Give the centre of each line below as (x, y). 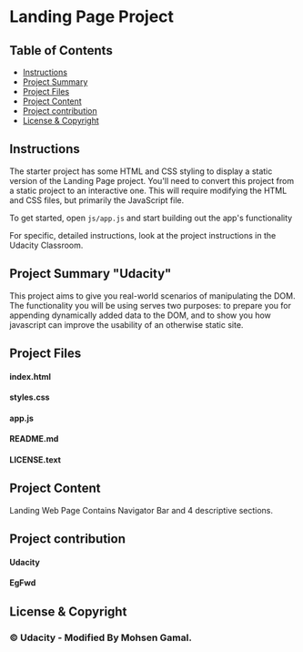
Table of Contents (61, 51)
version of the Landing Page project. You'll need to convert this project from (151, 180)
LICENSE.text (35, 459)
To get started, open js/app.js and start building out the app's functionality (151, 218)
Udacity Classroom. (46, 245)
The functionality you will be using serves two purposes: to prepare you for (150, 305)
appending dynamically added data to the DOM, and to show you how (140, 315)
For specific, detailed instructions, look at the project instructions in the (143, 235)
